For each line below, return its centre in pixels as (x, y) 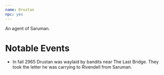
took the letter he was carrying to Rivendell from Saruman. (72, 67)
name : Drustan (20, 10)
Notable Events (37, 48)
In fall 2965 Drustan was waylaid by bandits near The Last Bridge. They (85, 62)
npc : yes (14, 14)
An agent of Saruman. (28, 28)
